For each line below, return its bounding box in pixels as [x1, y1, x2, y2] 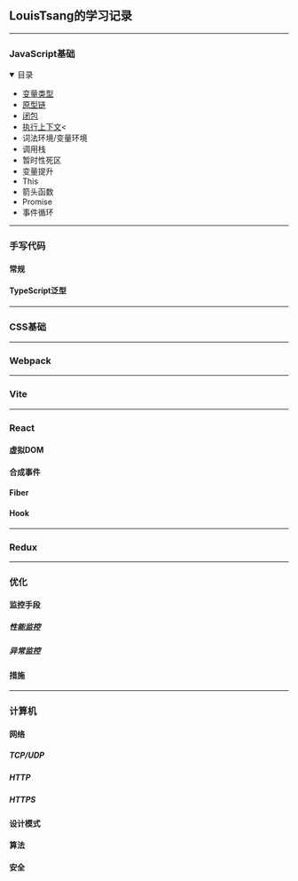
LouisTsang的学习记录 [9, 8, 133, 24]
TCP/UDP [9, 750, 45, 760]
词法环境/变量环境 [21, 132, 88, 144]
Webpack [9, 354, 51, 367]
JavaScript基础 [9, 47, 75, 60]
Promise [21, 196, 53, 207]
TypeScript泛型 [9, 285, 67, 296]
